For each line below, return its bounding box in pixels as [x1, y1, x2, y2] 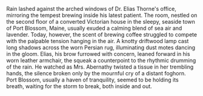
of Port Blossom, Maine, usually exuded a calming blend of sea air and [6, 24, 182, 32]
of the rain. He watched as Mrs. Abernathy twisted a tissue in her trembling [6, 63, 194, 70]
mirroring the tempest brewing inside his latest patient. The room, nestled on [6, 12, 198, 19]
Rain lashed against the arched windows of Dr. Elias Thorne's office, [6, 5, 177, 12]
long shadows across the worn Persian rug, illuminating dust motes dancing [6, 44, 196, 51]
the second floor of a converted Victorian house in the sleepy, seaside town [6, 18, 196, 25]
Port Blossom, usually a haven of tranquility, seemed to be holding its [6, 76, 179, 83]
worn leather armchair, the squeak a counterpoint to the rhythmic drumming [6, 57, 196, 64]
